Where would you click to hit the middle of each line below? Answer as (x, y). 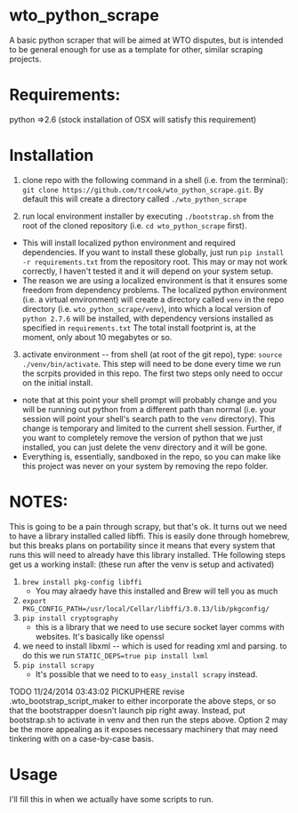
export (34, 601)
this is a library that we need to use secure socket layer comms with (160, 626)
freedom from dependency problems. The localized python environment (154, 290)
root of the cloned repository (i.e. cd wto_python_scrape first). (134, 225)
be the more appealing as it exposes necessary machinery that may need (144, 729)
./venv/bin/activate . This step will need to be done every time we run (152, 363)
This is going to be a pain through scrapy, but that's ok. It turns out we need (148, 526)
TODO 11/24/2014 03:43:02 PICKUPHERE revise (97, 691)
